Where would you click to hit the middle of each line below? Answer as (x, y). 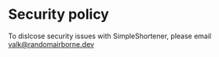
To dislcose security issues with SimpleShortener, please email (110, 36)
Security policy (59, 14)
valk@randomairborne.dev (51, 44)
